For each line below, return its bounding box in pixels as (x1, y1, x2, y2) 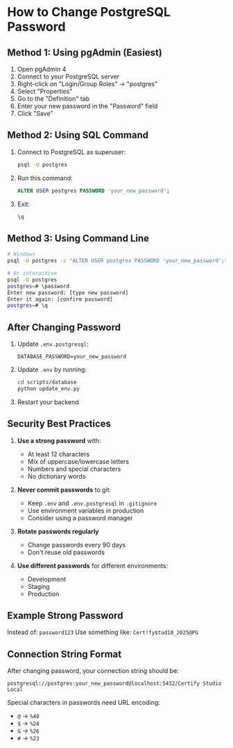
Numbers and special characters (27, 465, 121, 473)
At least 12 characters (27, 449, 90, 458)
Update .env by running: (17, 365, 87, 374)
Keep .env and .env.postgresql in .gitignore (27, 499, 157, 507)
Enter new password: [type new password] (7, 289, 129, 296)
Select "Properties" (17, 88, 73, 95)
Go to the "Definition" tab (17, 94, 90, 103)
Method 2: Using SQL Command (7, 129, 149, 141)
